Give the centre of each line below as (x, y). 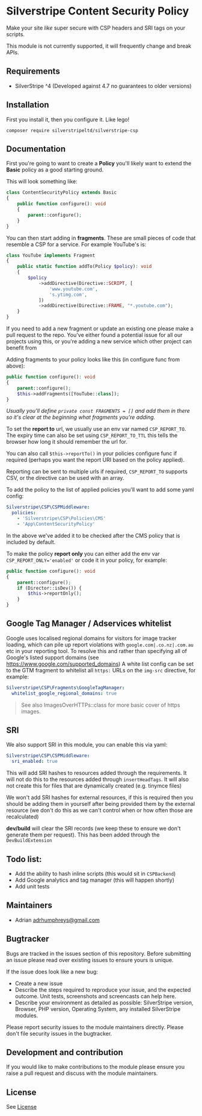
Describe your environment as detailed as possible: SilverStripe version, (104, 1003)
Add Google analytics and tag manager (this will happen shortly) (95, 880)
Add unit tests (32, 886)
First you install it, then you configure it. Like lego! (68, 120)
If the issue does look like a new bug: (52, 971)
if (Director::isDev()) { (50, 588)
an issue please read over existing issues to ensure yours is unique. (90, 960)
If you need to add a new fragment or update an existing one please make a (100, 328)
